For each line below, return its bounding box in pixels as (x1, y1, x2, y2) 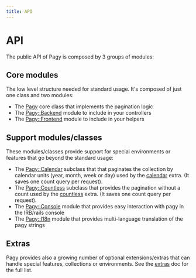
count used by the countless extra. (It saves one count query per (14, 191, 171, 198)
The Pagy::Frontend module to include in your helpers (14, 115, 145, 123)
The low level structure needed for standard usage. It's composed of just (6, 85, 182, 92)
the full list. (6, 267, 33, 273)
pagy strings (14, 222, 45, 229)
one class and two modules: (6, 92, 74, 99)
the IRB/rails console (14, 209, 64, 217)
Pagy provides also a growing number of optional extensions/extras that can (6, 254, 190, 261)
